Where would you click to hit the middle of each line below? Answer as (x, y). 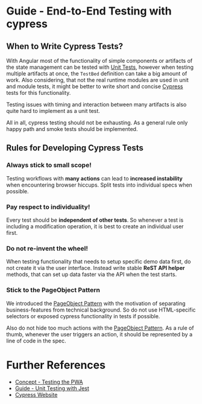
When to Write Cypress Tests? (65, 46)
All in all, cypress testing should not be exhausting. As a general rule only (97, 123)
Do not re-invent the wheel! (47, 248)
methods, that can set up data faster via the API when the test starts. (91, 274)
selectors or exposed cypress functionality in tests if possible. (83, 316)
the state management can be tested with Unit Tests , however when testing (100, 67)
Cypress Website (36, 394)
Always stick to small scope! (49, 165)
